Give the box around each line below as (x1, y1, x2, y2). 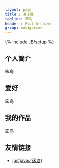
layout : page (5, 7, 32, 12)
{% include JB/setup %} (5, 39, 54, 45)
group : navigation (5, 26, 43, 30)
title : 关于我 (5, 12, 34, 17)
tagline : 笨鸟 (5, 16, 33, 21)
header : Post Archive (5, 21, 52, 26)
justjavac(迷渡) (12, 158, 43, 164)
